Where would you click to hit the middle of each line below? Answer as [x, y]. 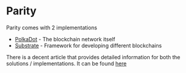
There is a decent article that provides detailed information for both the [93, 57]
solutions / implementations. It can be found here [66, 63]
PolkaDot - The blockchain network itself [65, 39]
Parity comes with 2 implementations [52, 28]
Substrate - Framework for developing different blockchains [88, 45]
